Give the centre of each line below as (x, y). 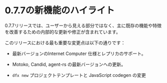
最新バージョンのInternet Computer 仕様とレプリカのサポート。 (79, 53)
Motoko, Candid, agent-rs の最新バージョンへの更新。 (69, 64)
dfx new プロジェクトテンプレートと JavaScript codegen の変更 (79, 75)
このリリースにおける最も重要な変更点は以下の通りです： (65, 43)
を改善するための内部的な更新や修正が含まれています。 (63, 32)
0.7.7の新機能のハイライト (60, 10)
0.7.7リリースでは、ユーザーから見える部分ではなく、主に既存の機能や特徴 (83, 25)
